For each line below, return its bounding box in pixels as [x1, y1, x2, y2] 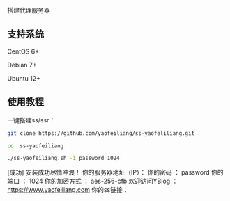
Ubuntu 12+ [7, 74, 40, 82]
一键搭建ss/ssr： [7, 115, 56, 124]
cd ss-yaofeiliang [7, 142, 64, 150]
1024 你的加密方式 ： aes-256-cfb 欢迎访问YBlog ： [29, 177, 178, 186]
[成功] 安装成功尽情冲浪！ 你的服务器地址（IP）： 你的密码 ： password [7, 168, 210, 177]
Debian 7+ [7, 61, 37, 69]
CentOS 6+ [7, 47, 40, 56]
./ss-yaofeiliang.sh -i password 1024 [7, 155, 120, 162]
